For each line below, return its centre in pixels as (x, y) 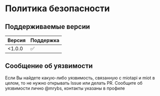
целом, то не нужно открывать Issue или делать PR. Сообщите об (74, 83)
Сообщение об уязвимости (49, 66)
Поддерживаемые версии (48, 27)
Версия (17, 40)
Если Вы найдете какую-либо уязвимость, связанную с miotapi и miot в (80, 78)
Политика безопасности (57, 9)
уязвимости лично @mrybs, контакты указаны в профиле (65, 88)
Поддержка (45, 40)
